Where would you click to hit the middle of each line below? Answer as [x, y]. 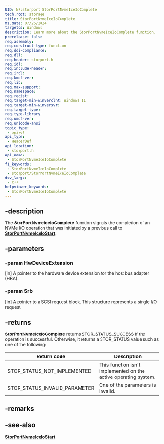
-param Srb [19, 291]
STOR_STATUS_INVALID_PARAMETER [51, 388]
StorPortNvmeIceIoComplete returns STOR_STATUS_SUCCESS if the [75, 334]
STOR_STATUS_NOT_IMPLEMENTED [50, 371]
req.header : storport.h [29, 60]
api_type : [15, 137]
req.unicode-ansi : [24, 123]
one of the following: [26, 345]
